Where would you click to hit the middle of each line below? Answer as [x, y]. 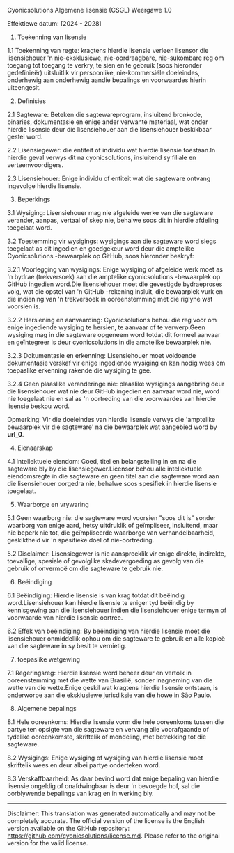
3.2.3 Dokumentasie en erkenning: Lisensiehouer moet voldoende [102, 355]
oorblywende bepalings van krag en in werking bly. [80, 793]
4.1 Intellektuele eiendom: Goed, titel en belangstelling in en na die [102, 461]
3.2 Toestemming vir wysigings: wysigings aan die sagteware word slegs [112, 241]
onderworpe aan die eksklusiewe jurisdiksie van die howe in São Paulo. [109, 695]
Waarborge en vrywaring [53, 504]
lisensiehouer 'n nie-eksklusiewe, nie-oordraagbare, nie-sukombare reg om [116, 58]
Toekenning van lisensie [52, 37]
